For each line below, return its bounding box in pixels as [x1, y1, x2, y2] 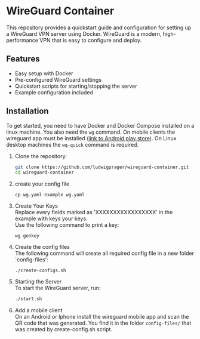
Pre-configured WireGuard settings [14, 76, 102, 83]
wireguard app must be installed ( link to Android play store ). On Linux [6, 134, 177, 141]
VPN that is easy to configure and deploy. [39, 36, 142, 44]
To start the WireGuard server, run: [14, 285, 101, 292]
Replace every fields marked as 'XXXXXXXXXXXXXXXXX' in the [14, 209, 173, 216]
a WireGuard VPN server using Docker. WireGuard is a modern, [6, 30, 162, 37]
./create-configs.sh [14, 267, 66, 274]
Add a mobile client [14, 307, 63, 314]
